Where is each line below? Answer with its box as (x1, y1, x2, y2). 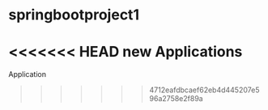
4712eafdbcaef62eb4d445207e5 (149, 85, 260, 95)
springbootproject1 (8, 6, 140, 24)
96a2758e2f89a (149, 94, 204, 104)
